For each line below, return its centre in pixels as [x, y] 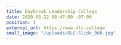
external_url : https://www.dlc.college [56, 28]
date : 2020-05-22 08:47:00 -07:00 [49, 17]
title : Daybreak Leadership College [52, 11]
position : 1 [21, 22]
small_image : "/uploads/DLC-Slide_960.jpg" [61, 33]
